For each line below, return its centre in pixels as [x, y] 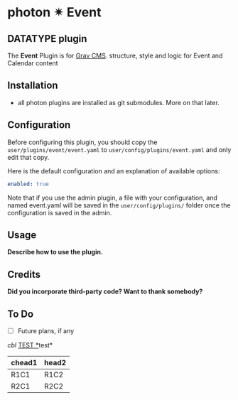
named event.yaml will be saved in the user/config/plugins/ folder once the [119, 205]
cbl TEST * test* [30, 345]
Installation [33, 86]
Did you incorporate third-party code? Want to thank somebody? [105, 291]
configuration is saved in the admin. [60, 212]
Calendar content [33, 63]
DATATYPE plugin [47, 39]
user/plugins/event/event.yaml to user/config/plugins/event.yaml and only [119, 149]
